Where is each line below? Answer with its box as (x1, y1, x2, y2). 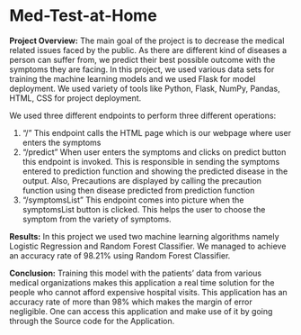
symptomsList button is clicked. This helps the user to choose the (22, 204, 266, 214)
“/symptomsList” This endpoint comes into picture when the (22, 195, 244, 205)
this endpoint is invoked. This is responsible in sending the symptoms (22, 156, 280, 167)
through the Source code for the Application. (9, 315, 175, 326)
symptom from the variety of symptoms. (22, 213, 173, 224)
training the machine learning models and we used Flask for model (9, 73, 256, 84)
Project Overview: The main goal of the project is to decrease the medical (9, 35, 285, 46)
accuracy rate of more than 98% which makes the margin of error (9, 296, 253, 307)
